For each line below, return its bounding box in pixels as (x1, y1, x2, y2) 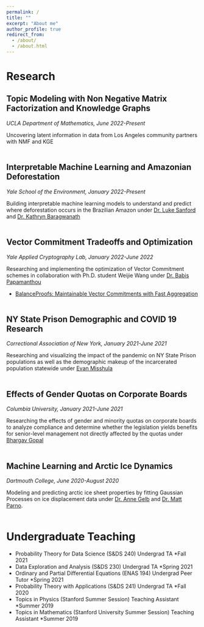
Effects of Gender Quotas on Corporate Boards (6, 389, 188, 399)
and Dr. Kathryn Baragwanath (6, 212, 80, 220)
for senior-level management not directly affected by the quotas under (6, 430, 183, 437)
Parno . (6, 502, 23, 509)
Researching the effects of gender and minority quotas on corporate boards (6, 417, 197, 425)
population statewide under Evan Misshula (6, 365, 113, 372)
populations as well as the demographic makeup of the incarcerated (6, 358, 177, 366)
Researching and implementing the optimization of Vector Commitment (6, 265, 185, 272)
